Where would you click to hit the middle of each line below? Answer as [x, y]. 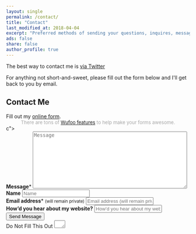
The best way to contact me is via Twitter [56, 66]
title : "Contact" [27, 22]
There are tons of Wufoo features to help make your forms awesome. [98, 122]
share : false [22, 44]
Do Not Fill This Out [29, 226]
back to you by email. [32, 84]
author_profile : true [32, 50]
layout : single [24, 11]
